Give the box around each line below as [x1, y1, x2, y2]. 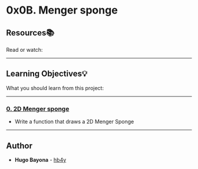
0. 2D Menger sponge [6, 104, 70, 112]
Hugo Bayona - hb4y [14, 156, 67, 163]
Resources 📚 [6, 28, 55, 38]
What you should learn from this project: [6, 84, 104, 91]
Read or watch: [6, 47, 43, 53]
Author [6, 141, 32, 151]
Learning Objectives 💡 [6, 69, 88, 79]
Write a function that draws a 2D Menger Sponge [14, 118, 134, 125]
